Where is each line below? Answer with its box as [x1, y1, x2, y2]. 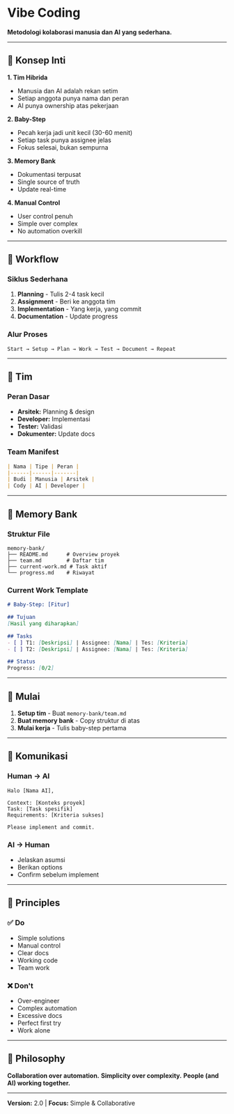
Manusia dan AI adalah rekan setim [17, 86, 118, 95]
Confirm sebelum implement [17, 870, 100, 879]
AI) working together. [7, 1078, 71, 1087]
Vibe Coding [7, 5, 81, 21]
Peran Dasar [7, 392, 50, 402]
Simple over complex [17, 219, 78, 228]
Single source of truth [17, 178, 80, 186]
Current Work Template [7, 585, 88, 595]
